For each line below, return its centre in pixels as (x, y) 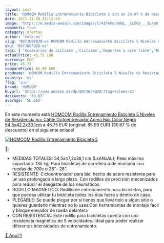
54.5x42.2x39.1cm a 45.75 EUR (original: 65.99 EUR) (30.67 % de (71, 125)
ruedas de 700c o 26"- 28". (40, 169)
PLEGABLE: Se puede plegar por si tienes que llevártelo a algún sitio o (82, 200)
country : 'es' (20, 78)
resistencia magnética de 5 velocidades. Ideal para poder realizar (78, 221)
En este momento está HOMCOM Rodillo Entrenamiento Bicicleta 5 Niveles (80, 114)
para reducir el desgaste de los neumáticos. (56, 184)
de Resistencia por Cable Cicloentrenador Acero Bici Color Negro (71, 120)
